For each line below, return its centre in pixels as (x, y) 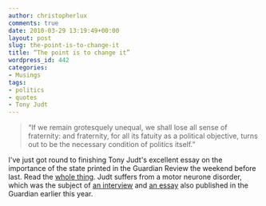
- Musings (25, 75)
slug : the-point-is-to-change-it (64, 46)
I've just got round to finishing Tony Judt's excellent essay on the (115, 160)
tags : (17, 82)
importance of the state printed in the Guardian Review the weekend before (133, 168)
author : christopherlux (48, 16)
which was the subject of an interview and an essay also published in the (129, 185)
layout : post (30, 38)
